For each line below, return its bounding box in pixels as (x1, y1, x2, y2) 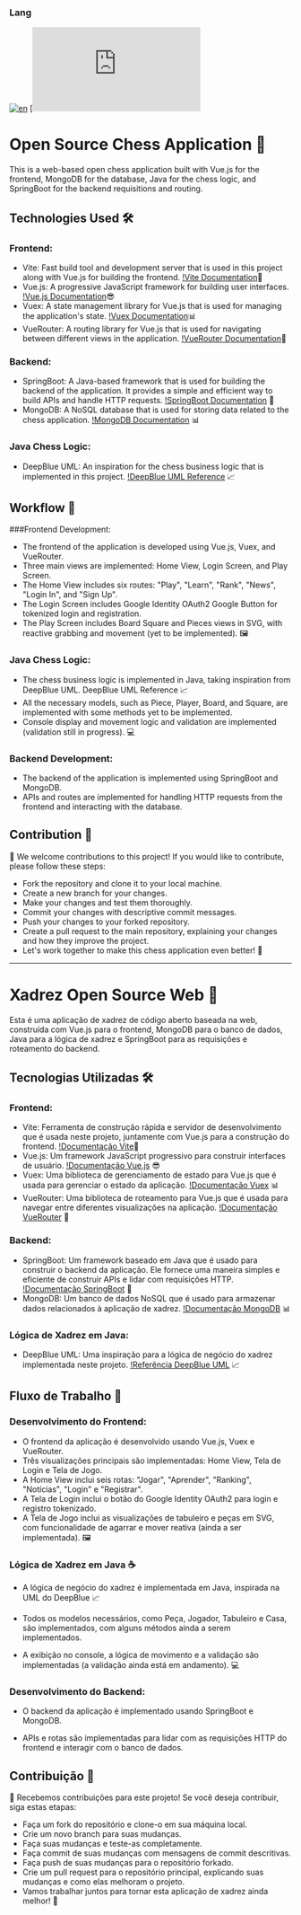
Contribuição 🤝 (9, 1768, 95, 1784)
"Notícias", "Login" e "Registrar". (21, 1484, 143, 1495)
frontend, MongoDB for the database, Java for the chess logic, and (9, 173, 257, 185)
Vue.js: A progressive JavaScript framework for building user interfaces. (21, 281, 289, 292)
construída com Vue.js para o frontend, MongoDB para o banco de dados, (9, 1024, 283, 1035)
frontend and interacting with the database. (21, 801, 183, 812)
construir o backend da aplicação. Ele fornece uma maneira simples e (21, 1264, 280, 1275)
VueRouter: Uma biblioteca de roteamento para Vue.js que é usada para (21, 1193, 288, 1204)
